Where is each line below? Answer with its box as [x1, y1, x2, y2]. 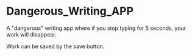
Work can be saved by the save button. [6, 43, 105, 50]
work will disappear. [6, 30, 57, 38]
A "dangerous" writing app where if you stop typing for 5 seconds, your [6, 24, 187, 32]
